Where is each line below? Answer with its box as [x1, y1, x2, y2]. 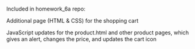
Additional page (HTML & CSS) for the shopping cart [6, 17, 139, 24]
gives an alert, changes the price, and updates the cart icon [6, 36, 157, 42]
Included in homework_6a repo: [6, 6, 86, 12]
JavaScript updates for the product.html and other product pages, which [6, 29, 189, 36]
